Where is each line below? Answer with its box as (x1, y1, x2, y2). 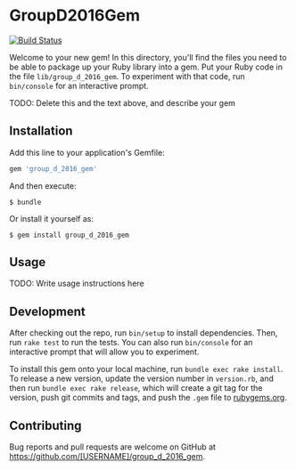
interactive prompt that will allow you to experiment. (9, 346, 200, 357)
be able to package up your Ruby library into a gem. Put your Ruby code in (9, 61, 284, 72)
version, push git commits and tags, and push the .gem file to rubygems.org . (9, 393, 288, 403)
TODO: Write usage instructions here (9, 278, 144, 289)
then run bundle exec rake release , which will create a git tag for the (9, 383, 263, 393)
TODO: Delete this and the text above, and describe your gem (9, 97, 236, 108)
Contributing (9, 417, 82, 433)
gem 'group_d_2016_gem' (9, 164, 98, 174)
